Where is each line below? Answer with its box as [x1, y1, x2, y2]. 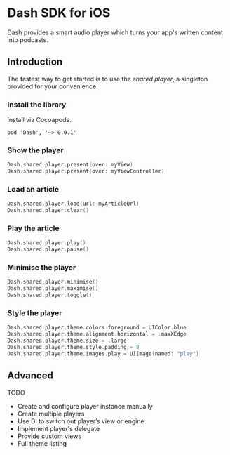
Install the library [7, 100, 67, 110]
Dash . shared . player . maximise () [7, 285, 99, 292]
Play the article [7, 223, 60, 233]
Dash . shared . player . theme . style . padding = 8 [7, 344, 140, 351]
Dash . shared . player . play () [7, 239, 86, 246]
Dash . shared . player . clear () [7, 207, 90, 214]
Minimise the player [7, 263, 76, 272]
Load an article [7, 185, 60, 194]
